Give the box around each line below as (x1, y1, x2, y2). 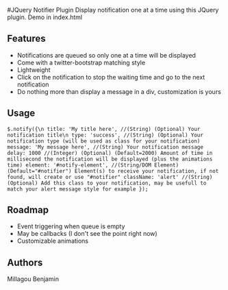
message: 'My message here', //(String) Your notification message (7, 143, 204, 150)
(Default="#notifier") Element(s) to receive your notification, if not (7, 167, 219, 174)
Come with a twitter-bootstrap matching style (16, 58, 146, 67)
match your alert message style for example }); (7, 185, 149, 193)
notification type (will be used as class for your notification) (7, 137, 201, 145)
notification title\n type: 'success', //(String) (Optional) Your (7, 132, 204, 138)
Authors (7, 256, 43, 268)
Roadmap (7, 204, 49, 216)
